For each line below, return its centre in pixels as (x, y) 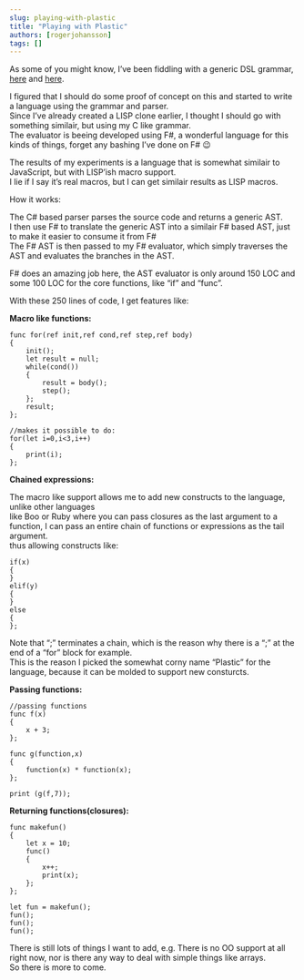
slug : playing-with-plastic (63, 18)
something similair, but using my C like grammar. (100, 126)
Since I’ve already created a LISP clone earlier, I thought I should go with (145, 116)
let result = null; (63, 359)
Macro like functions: (51, 319)
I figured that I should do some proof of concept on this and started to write (151, 97)
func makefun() (38, 828)
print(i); (45, 455)
